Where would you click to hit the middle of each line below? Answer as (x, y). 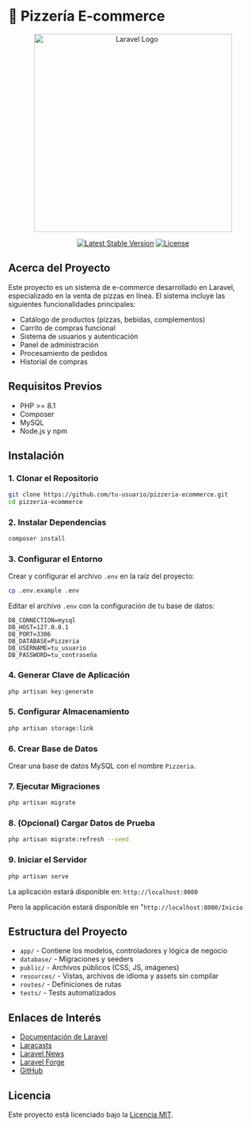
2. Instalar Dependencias (57, 522)
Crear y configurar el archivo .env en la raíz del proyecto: (101, 576)
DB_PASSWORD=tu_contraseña (53, 655)
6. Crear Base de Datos (53, 748)
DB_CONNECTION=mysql (42, 621)
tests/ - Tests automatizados (68, 993)
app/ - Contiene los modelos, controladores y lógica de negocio (124, 951)
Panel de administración (59, 345)
